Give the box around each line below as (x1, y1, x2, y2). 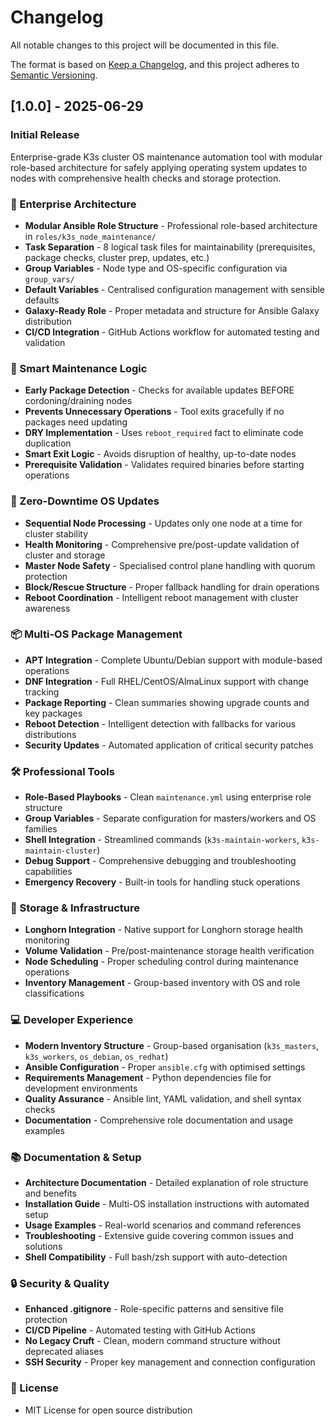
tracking (24, 686, 60, 698)
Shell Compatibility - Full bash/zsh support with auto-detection (24, 1251, 288, 1263)
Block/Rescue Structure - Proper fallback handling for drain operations (24, 581, 320, 593)
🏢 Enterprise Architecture (10, 197, 137, 211)
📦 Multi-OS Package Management (10, 627, 183, 641)
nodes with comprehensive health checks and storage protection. (10, 172, 282, 184)
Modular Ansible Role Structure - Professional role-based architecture (24, 219, 318, 231)
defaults (24, 294, 60, 306)
